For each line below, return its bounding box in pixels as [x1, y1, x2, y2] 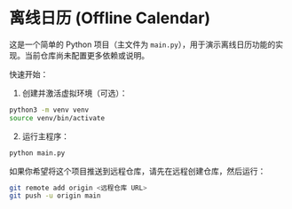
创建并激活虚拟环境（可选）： [21, 88, 128, 98]
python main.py [9, 148, 66, 158]
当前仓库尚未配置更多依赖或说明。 [24, 50, 149, 60]
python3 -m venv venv [9, 105, 90, 114]
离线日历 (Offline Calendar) [9, 8, 211, 28]
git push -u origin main [9, 191, 101, 200]
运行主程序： [21, 130, 69, 142]
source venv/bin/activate [9, 113, 105, 122]
